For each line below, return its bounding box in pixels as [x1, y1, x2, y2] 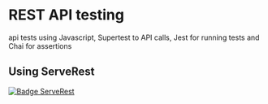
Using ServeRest [8, 65, 95, 79]
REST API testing [8, 6, 124, 24]
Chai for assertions [8, 41, 72, 50]
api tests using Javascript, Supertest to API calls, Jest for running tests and [8, 32, 260, 42]
